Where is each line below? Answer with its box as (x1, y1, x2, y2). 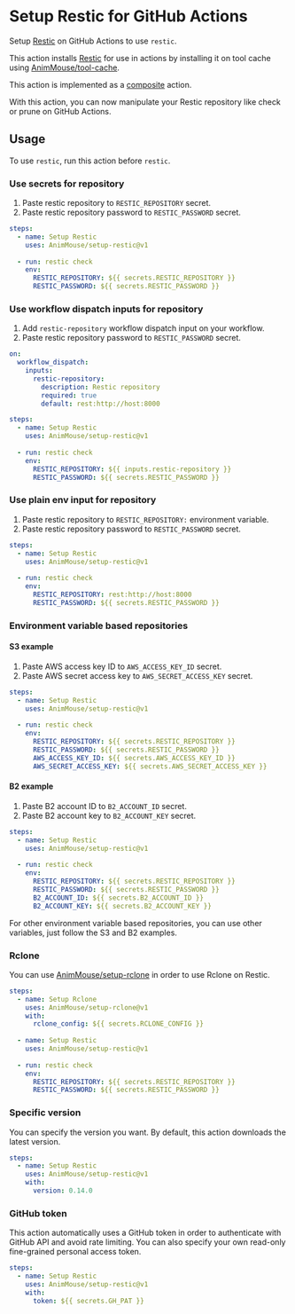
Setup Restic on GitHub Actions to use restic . (9, 35, 177, 46)
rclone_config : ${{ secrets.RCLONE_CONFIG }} (32, 1019, 204, 1028)
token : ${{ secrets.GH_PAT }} (32, 1296, 144, 1305)
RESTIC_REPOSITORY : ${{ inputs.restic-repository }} (32, 464, 232, 474)
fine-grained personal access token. (9, 1247, 142, 1257)
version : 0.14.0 (32, 1186, 93, 1195)
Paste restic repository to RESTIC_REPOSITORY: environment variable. (21, 514, 269, 524)
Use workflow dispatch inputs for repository (9, 303, 204, 315)
